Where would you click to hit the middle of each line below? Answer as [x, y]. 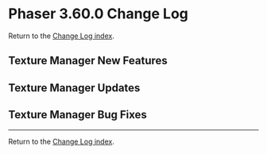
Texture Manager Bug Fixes [77, 115]
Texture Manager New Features [88, 61]
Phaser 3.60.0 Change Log [99, 14]
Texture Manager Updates [74, 88]
